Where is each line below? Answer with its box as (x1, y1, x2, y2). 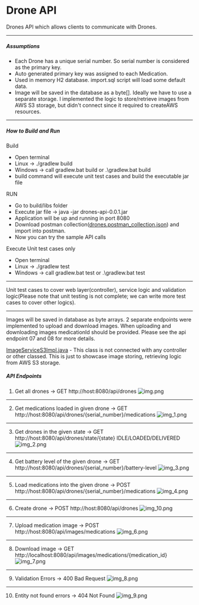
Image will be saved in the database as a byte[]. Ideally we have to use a (14, 89, 192, 96)
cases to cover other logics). (6, 298, 76, 306)
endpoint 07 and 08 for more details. (6, 335, 96, 342)
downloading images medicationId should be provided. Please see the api (6, 328, 187, 336)
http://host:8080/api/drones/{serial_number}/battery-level (14, 464, 157, 471)
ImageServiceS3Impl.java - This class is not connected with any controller (6, 346, 187, 354)
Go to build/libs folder (14, 201, 68, 209)
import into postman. (14, 227, 66, 234)
